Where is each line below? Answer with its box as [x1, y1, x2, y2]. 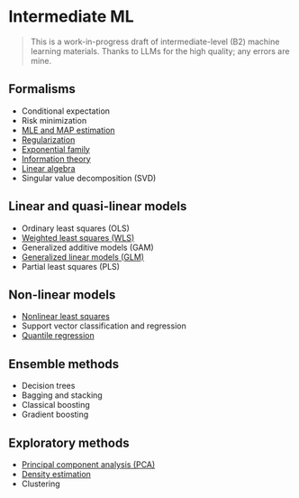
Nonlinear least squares [21, 311, 110, 322]
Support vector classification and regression [21, 320, 186, 331]
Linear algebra [21, 162, 76, 173]
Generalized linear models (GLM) [21, 251, 145, 263]
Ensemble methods [8, 356, 120, 372]
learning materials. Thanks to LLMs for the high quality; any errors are [30, 45, 290, 56]
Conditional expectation [21, 106, 110, 116]
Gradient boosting [21, 409, 89, 420]
